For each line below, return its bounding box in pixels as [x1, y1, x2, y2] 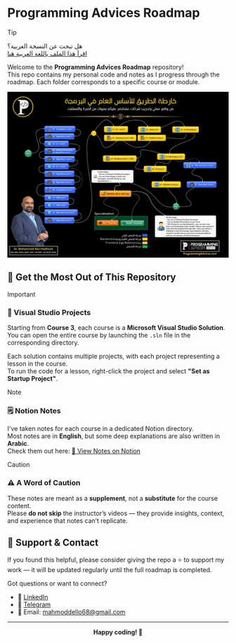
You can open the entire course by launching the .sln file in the [7, 331, 191, 340]
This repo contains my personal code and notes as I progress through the [7, 70, 220, 79]
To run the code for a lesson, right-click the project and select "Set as [7, 367, 210, 376]
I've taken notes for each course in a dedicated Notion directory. [7, 425, 195, 433]
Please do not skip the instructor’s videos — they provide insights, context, [7, 509, 225, 517]
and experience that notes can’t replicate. [7, 516, 128, 524]
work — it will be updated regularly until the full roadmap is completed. [7, 566, 212, 574]
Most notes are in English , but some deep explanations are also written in [7, 432, 220, 440]
